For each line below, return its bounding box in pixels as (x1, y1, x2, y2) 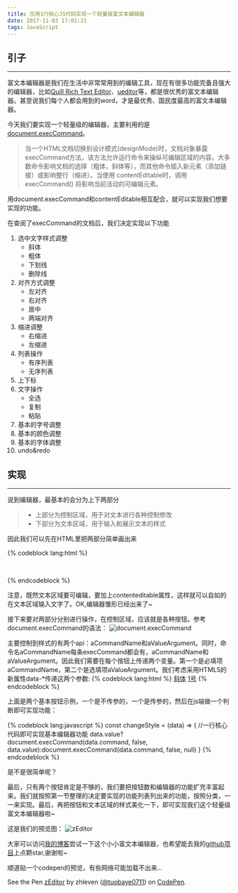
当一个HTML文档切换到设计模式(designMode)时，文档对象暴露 (24, 144, 208, 153)
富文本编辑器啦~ (7, 809, 55, 818)
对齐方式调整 (17, 278, 55, 287)
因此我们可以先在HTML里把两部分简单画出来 (7, 534, 137, 543)
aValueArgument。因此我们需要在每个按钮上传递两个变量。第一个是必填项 (7, 656, 223, 665)
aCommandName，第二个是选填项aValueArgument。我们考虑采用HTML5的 (7, 666, 227, 673)
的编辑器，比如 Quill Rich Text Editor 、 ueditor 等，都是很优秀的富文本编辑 (7, 87, 219, 96)
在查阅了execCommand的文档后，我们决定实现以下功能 (7, 219, 170, 227)
